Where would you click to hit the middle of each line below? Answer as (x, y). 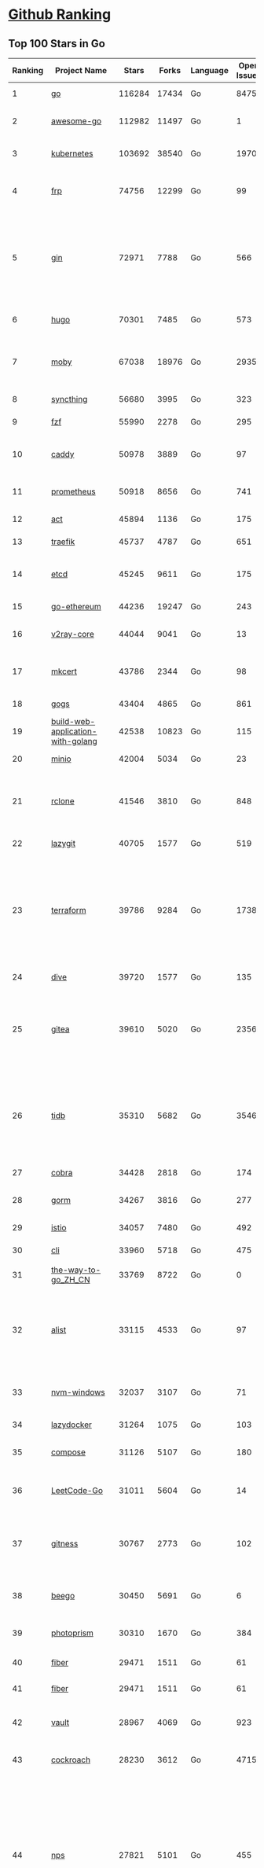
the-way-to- (76, 1270)
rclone (62, 801)
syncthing (69, 399)
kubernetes (72, 153)
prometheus (73, 491)
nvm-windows (78, 1392)
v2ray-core (72, 634)
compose (68, 1452)
